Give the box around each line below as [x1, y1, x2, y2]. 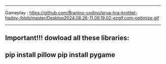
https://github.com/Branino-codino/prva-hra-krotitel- [29, 10, 137, 15]
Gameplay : [5, 10, 29, 15]
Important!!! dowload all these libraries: [5, 34, 129, 42]
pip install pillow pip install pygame [5, 50, 115, 59]
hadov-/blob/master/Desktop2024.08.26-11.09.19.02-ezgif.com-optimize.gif [5, 15, 160, 21]
